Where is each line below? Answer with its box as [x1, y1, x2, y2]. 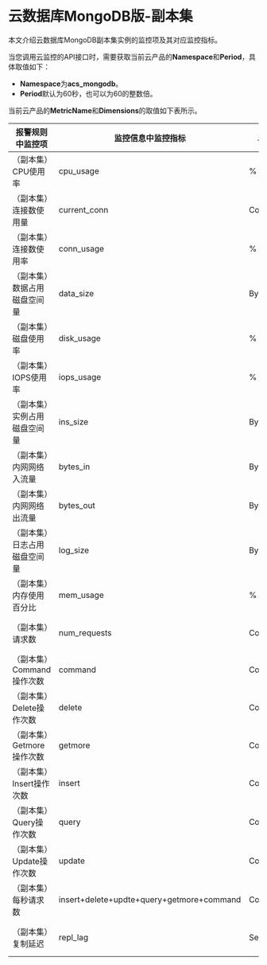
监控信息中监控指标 [114, 132, 186, 143]
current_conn [58, 204, 109, 215]
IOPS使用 [12, 372, 48, 383]
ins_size [58, 416, 89, 427]
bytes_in [58, 461, 91, 472]
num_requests [58, 627, 112, 638]
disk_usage [58, 332, 101, 343]
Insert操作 [12, 778, 50, 789]
